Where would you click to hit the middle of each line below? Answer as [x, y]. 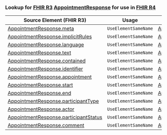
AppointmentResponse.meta [41, 29]
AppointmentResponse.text [39, 53]
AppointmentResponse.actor [41, 109]
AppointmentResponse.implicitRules [50, 37]
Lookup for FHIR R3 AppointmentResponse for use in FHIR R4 [81, 7]
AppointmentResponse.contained [47, 61]
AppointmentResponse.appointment [50, 77]
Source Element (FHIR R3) [55, 20]
